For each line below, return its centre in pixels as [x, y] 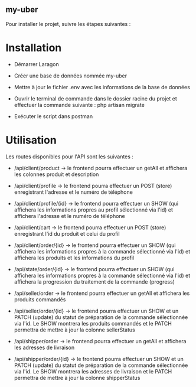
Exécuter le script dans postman [53, 116]
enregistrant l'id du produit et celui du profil [67, 233]
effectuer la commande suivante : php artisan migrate [79, 105]
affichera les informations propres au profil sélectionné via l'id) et [94, 210]
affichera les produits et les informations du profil [74, 258]
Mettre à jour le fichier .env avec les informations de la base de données [102, 87]
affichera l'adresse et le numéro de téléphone [69, 216]
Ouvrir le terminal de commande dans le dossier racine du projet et [96, 98]
